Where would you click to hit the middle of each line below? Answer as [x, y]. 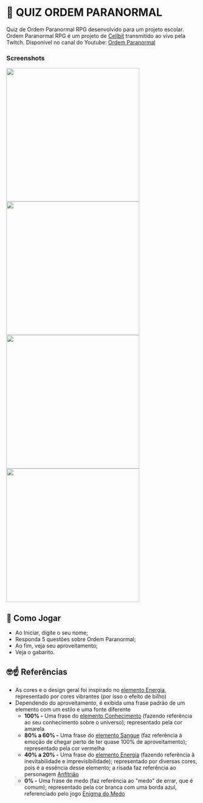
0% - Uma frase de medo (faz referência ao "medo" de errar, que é [108, 780]
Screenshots [26, 58]
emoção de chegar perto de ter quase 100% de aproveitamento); [105, 741]
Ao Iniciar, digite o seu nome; [51, 633]
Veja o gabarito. [35, 652]
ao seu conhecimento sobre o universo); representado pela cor [103, 722]
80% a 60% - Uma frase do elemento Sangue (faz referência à [103, 735]
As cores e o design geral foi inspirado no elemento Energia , [91, 690]
